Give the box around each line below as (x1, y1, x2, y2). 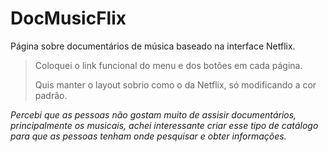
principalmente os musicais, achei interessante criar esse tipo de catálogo (10, 119, 319, 131)
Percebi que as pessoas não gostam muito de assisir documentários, (10, 108, 297, 121)
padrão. (34, 89, 68, 101)
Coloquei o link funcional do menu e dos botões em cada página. (34, 59, 303, 71)
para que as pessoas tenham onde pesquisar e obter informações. (10, 130, 287, 142)
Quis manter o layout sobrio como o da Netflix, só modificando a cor (34, 78, 317, 91)
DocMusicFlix (10, 7, 127, 30)
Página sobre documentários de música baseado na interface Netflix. (10, 40, 296, 52)
